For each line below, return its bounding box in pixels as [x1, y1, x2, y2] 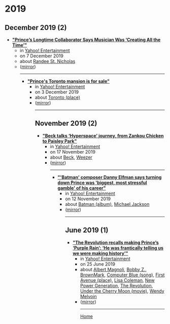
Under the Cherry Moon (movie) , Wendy [80, 287, 164, 294]
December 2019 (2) [5, 23, 67, 32]
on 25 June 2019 [80, 261, 115, 267]
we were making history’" [73, 250, 128, 256]
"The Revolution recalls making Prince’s [73, 239, 159, 245]
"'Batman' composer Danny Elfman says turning [57, 174, 162, 180]
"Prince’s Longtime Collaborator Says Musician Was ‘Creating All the [12, 37, 161, 43]
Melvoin [80, 293, 97, 299]
